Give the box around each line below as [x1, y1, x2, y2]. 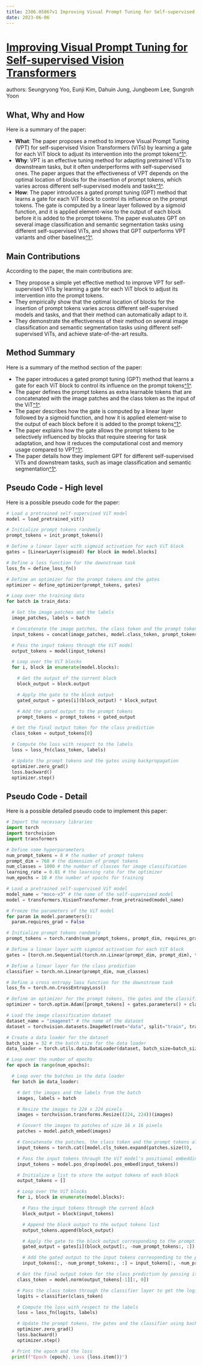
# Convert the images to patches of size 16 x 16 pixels [17, 1123, 163, 1129]
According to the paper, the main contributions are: [6, 267, 133, 275]
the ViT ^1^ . [14, 401, 41, 408]
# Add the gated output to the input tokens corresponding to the [22, 1254, 192, 1261]
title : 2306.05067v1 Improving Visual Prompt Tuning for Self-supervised [6, 8, 195, 15]
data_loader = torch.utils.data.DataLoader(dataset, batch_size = [6, 1046, 173, 1052]
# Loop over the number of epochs [6, 1056, 93, 1063]
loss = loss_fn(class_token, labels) [11, 747, 106, 753]
